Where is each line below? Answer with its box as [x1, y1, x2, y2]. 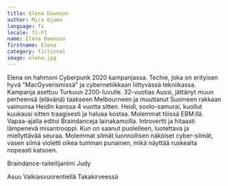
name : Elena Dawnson [7, 36, 66, 42]
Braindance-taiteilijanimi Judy [7, 159, 91, 168]
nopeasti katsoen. [7, 146, 58, 154]
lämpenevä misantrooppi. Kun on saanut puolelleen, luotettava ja [7, 124, 190, 132]
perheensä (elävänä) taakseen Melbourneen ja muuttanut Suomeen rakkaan [7, 95, 222, 103]
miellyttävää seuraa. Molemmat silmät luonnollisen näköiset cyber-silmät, [7, 131, 214, 139]
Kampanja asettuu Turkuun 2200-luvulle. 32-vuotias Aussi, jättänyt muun [7, 88, 214, 96]
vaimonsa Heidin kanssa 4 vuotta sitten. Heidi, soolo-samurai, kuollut [7, 102, 203, 110]
